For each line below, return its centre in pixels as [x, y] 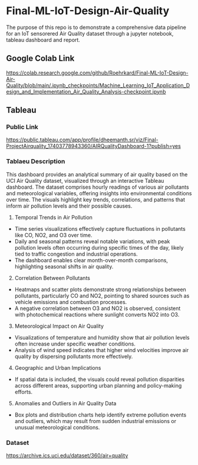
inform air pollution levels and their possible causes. [69, 206]
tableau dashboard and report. [43, 40]
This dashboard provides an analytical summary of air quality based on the [97, 174]
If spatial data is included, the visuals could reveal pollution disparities [99, 379]
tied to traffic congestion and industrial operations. [76, 254]
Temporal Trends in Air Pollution [54, 217]
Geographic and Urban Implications [58, 367]
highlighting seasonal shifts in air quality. [64, 266]
